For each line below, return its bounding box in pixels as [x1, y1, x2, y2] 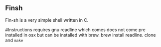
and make [5, 37, 23, 43]
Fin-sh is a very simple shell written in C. [5, 17, 89, 23]
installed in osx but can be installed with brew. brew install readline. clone [5, 32, 156, 38]
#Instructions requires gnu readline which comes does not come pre [5, 27, 146, 33]
